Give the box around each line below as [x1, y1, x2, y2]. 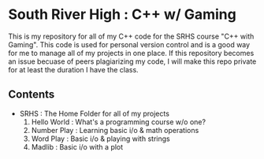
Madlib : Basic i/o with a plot [31, 142, 124, 151]
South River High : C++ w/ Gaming [8, 6, 236, 24]
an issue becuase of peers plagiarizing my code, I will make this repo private [8, 57, 257, 66]
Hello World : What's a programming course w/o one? [31, 116, 206, 127]
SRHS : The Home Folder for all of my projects [19, 109, 169, 118]
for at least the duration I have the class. [8, 65, 139, 74]
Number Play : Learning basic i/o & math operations [31, 125, 199, 135]
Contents [8, 88, 55, 102]
